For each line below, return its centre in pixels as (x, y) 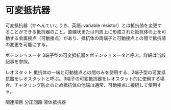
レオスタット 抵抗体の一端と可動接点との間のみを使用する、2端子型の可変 (83, 72)
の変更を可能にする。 (28, 44)
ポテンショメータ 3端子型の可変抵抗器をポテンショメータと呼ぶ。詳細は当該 (86, 55)
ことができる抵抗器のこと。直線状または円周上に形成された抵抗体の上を (86, 31)
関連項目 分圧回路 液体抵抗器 (36, 102)
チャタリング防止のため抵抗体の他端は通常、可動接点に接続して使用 (86, 85)
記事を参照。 (19, 61)
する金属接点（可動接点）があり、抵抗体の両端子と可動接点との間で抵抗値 (88, 38)
